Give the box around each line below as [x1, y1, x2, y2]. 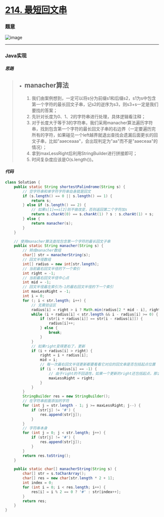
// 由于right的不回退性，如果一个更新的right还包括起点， [48, 371, 154, 376]
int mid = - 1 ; [22, 280, 51, 285]
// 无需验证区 [31, 303, 56, 308]
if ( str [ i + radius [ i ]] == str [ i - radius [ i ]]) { [40, 316, 143, 321]
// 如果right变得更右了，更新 [31, 344, 85, 349]
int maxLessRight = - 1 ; [22, 289, 71, 294]
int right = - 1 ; [22, 271, 56, 276]
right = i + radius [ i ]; [40, 353, 89, 358]
